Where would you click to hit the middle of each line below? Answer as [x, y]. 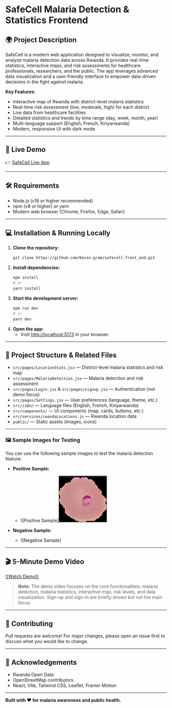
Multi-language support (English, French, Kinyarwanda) [71, 123]
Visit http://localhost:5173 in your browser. [65, 334]
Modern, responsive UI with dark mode [54, 129]
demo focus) [26, 394]
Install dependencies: [36, 268]
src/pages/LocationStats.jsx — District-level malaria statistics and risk [88, 367]
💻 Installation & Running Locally [58, 233]
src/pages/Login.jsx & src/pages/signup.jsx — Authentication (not [84, 389]
